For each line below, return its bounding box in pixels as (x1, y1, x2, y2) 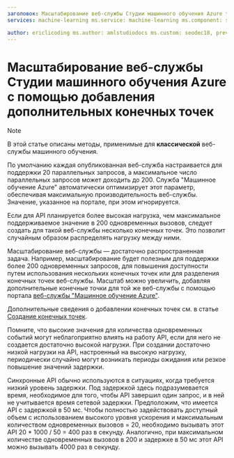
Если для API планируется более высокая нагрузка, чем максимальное (7, 212, 221, 220)
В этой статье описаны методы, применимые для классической (7, 140, 201, 148)
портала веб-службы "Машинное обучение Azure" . (7, 292, 160, 300)
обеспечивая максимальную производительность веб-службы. (7, 191, 198, 199)
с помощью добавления (7, 88, 155, 104)
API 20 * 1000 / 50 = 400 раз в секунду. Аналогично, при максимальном (7, 428, 224, 436)
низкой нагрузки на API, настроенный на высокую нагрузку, (7, 348, 187, 356)
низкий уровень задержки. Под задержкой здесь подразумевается (7, 384, 209, 392)
